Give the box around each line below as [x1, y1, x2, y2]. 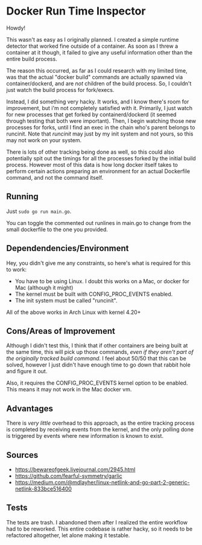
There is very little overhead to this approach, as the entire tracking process [6, 419, 195, 427]
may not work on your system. [6, 136, 82, 143]
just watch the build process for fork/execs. [6, 86, 115, 93]
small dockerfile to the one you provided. [6, 226, 109, 233]
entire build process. [6, 55, 57, 62]
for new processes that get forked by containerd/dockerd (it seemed [6, 111, 177, 118]
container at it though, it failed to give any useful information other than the [6, 48, 193, 56]
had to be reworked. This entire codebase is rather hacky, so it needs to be [6, 525, 193, 532]
